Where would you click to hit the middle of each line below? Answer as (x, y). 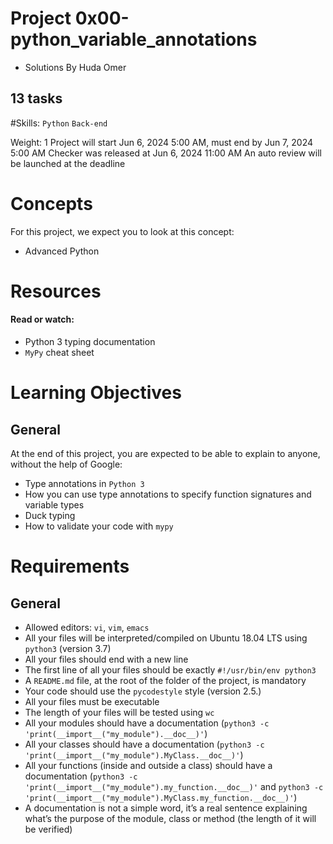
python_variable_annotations (134, 39)
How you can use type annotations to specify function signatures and (168, 494)
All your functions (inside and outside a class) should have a (148, 766)
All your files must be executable (92, 702)
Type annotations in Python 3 (84, 484)
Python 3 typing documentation (90, 342)
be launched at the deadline (68, 163)
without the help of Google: (66, 464)
